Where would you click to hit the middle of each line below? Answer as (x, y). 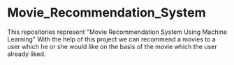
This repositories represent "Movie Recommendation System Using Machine (117, 32)
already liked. (27, 54)
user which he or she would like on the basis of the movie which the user (112, 46)
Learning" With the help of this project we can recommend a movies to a (112, 39)
